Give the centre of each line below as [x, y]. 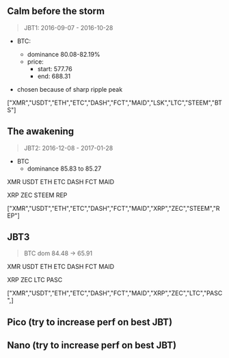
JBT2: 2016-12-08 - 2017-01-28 [68, 148]
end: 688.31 [54, 76]
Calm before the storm [56, 11]
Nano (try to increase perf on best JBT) [92, 345]
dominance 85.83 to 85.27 [64, 168]
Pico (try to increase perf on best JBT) [90, 322]
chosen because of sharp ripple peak [70, 89]
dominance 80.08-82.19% [64, 54]
